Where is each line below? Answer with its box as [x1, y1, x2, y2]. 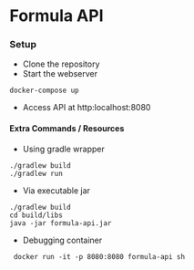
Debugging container [22, 234, 103, 245]
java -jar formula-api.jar [9, 218, 112, 228]
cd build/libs [9, 211, 64, 220]
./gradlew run [9, 169, 64, 178]
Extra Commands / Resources [9, 123, 125, 134]
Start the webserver [22, 68, 98, 79]
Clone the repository [22, 58, 100, 69]
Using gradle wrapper [22, 143, 105, 154]
